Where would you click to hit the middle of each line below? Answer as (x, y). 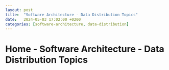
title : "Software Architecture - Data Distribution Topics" (72, 15)
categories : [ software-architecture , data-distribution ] (67, 24)
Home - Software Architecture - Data (85, 49)
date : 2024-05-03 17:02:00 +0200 (43, 19)
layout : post (19, 10)
